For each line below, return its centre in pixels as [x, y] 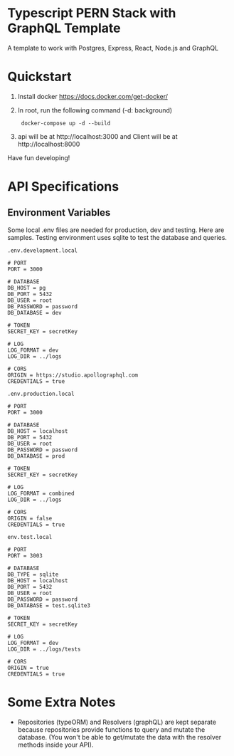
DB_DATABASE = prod [36, 456]
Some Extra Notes [62, 702]
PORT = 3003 [25, 556]
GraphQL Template [64, 28]
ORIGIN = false [30, 518]
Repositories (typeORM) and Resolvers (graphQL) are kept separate [117, 722]
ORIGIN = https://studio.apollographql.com [73, 375]
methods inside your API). [55, 745]
